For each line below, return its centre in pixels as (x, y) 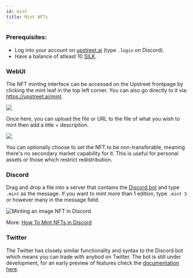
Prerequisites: (27, 37)
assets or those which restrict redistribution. (59, 160)
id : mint (17, 11)
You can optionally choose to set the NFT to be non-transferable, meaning (96, 147)
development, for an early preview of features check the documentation (93, 263)
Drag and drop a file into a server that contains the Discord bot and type (93, 187)
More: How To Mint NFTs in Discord (49, 223)
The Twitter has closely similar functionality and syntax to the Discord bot (94, 250)
